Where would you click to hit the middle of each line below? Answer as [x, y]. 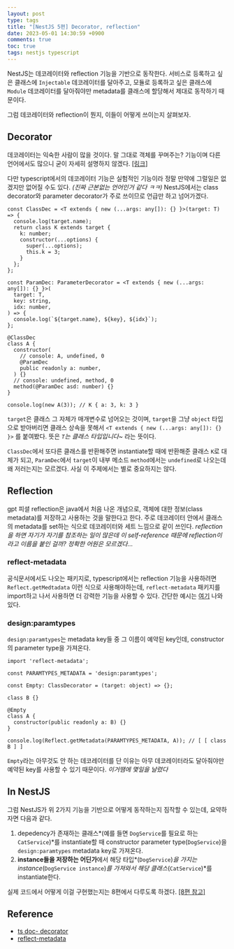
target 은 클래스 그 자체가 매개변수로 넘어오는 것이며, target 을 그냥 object [109, 419]
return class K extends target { [62, 227]
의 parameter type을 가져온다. [49, 648]
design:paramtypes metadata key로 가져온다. [80, 850]
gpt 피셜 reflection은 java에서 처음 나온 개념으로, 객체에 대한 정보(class [105, 508]
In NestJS [29, 792]
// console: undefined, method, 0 [64, 380]
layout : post [26, 14]
